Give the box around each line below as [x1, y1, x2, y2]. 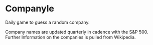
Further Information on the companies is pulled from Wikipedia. [5, 34, 136, 40]
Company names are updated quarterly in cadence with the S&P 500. [5, 29, 148, 35]
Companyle [5, 3, 54, 14]
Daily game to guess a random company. [5, 19, 90, 25]
